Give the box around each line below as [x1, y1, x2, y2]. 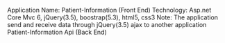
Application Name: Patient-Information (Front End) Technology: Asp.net [7, 6, 212, 14]
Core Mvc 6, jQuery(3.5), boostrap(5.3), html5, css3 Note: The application [7, 13, 219, 21]
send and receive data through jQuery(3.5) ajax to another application [7, 21, 207, 28]
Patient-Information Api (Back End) [7, 28, 108, 36]
